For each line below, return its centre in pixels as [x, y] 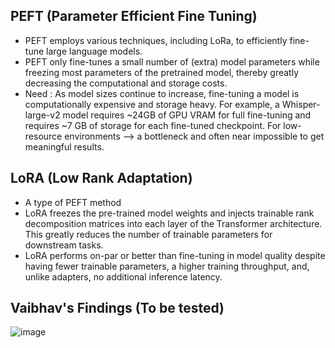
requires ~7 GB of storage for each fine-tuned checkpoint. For [153, 125]
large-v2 [42, 115]
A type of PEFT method [73, 202]
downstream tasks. [64, 245]
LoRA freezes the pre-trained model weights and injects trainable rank [169, 213]
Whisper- [301, 104]
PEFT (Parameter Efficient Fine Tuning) [134, 16]
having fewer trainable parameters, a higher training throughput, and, [167, 266]
